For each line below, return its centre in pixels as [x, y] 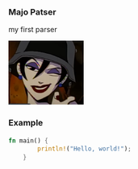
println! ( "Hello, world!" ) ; [84, 149]
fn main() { [28, 140]
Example [26, 123]
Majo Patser [32, 12]
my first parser [33, 30]
